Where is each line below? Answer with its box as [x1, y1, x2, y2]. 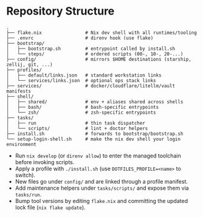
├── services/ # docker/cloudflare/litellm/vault [6, 83, 175, 89]
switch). [15, 171, 35, 179]
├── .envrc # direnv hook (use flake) [6, 35, 154, 41]
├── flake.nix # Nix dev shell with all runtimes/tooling [6, 29, 198, 36]
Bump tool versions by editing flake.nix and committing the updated [15, 197, 188, 204]
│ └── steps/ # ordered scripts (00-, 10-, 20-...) [6, 50, 184, 57]
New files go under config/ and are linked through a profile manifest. [15, 177, 188, 185]
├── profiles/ [6, 67, 43, 73]
